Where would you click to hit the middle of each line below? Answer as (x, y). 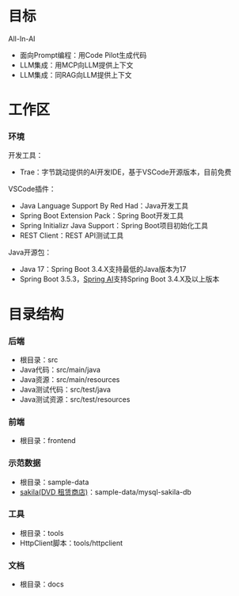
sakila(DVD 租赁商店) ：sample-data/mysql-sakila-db (105, 491)
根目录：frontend (48, 441)
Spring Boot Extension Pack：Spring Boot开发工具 (102, 216)
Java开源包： (30, 252)
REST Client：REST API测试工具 (72, 235)
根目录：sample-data (54, 482)
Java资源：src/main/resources (70, 379)
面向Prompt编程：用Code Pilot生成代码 (83, 55)
